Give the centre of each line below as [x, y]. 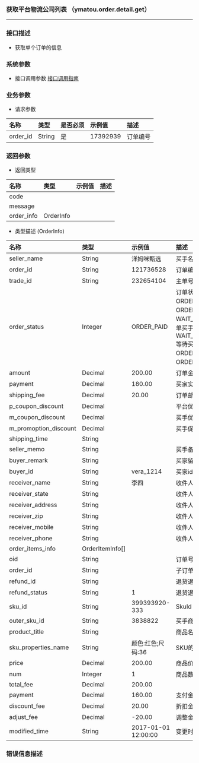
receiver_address [33, 505]
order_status [27, 327]
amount [20, 373]
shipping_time [29, 439]
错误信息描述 [25, 754]
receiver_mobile [31, 527]
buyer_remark [29, 460]
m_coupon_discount [37, 417]
